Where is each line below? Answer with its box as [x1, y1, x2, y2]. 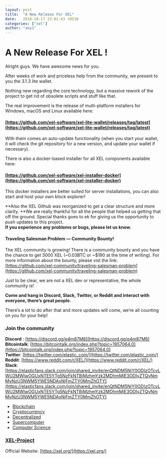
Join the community [5, 325, 55, 332]
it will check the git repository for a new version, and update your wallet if [5, 141, 155, 147]
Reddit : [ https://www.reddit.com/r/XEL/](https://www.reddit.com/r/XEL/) [5, 357, 153, 363]
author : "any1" [5, 26, 37, 31]
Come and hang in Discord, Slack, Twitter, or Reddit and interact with [5, 292, 150, 298]
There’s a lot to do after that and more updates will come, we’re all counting [5, 307, 159, 313]
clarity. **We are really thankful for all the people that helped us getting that [5, 208, 161, 214]
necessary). [5, 146, 30, 152]
